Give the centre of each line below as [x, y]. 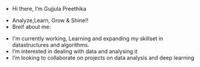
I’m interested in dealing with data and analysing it [75, 51]
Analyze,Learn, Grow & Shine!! [50, 20]
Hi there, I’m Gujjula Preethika [49, 9]
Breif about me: [31, 27]
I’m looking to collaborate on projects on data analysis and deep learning [103, 58]
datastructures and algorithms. [50, 45]
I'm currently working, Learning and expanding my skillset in [88, 38]
